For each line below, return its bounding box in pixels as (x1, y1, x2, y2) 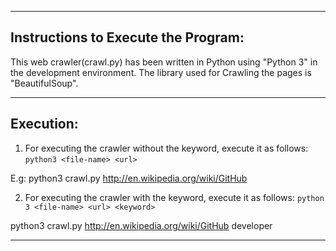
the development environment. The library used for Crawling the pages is (10, 66, 312, 78)
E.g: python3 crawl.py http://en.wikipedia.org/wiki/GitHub (10, 172, 248, 184)
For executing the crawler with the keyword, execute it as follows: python (24, 191, 325, 203)
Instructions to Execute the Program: (10, 29, 245, 46)
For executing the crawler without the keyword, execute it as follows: (24, 142, 309, 154)
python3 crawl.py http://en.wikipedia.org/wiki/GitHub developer (10, 219, 273, 231)
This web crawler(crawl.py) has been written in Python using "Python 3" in (10, 56, 318, 68)
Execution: (10, 116, 79, 133)
